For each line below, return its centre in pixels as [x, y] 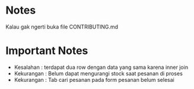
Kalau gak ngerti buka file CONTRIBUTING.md [62, 27]
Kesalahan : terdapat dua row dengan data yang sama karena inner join [101, 67]
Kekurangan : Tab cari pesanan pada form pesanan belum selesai [94, 80]
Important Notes [47, 51]
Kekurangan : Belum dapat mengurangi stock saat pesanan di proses [98, 73]
